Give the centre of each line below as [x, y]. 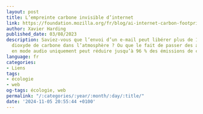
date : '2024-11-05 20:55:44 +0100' [51, 101]
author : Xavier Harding [36, 29]
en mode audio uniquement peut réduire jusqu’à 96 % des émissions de [102, 51]
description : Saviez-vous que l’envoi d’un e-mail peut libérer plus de [100, 40]
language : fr [23, 57]
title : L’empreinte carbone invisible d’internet [70, 17]
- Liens [16, 68]
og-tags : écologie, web [36, 90]
